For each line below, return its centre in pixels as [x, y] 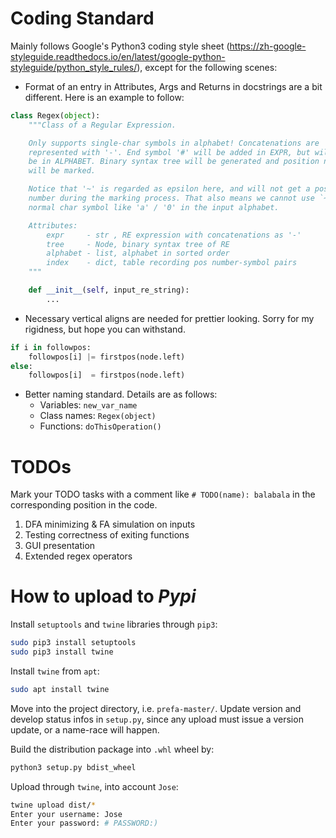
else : [21, 366]
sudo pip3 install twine [62, 652]
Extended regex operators [78, 556]
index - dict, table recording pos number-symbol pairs [172, 263]
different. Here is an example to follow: [104, 97]
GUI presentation [60, 546]
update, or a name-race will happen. [85, 729]
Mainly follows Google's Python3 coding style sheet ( [120, 46]
